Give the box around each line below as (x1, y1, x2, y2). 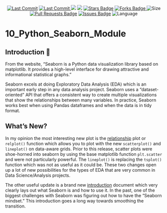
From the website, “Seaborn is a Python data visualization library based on (5, 61, 159, 67)
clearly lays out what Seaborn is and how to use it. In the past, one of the (5, 187, 156, 193)
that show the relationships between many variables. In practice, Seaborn (5, 97, 157, 103)
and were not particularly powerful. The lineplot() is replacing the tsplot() (5, 156, 162, 162)
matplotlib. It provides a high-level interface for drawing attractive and (5, 66, 149, 72)
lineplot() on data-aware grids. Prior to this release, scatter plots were (5, 146, 153, 152)
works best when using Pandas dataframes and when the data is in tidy (5, 103, 152, 108)
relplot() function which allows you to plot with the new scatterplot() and (5, 140, 161, 146)
